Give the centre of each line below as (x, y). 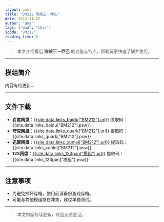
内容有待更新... (20, 85)
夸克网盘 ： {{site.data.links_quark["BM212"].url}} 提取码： (70, 131)
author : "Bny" (20, 23)
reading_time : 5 (21, 37)
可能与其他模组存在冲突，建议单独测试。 (53, 200)
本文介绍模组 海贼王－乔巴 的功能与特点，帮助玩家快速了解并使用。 (84, 51)
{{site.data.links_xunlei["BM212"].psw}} (52, 147)
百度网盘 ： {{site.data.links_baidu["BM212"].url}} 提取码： (70, 120)
